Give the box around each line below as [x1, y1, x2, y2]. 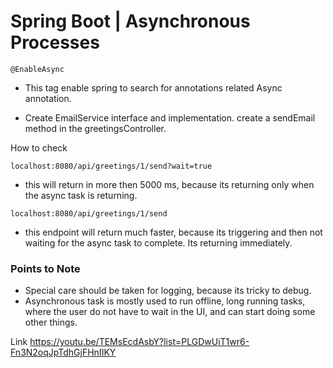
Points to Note [10, 261, 81, 275]
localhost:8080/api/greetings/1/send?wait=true [10, 161, 213, 171]
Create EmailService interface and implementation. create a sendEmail [24, 111, 316, 124]
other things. [24, 316, 78, 329]
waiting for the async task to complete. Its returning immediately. [24, 236, 293, 249]
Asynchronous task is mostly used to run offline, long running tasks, [24, 295, 306, 307]
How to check [10, 141, 68, 154]
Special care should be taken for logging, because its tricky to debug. [24, 285, 312, 297]
